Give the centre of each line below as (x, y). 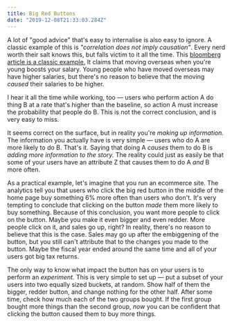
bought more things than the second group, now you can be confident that (114, 306)
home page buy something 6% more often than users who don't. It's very (112, 197)
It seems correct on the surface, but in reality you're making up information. (115, 133)
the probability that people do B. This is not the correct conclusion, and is (112, 112)
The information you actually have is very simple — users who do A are (109, 140)
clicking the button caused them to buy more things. (82, 314)
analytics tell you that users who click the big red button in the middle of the (115, 190)
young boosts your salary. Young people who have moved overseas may (111, 69)
